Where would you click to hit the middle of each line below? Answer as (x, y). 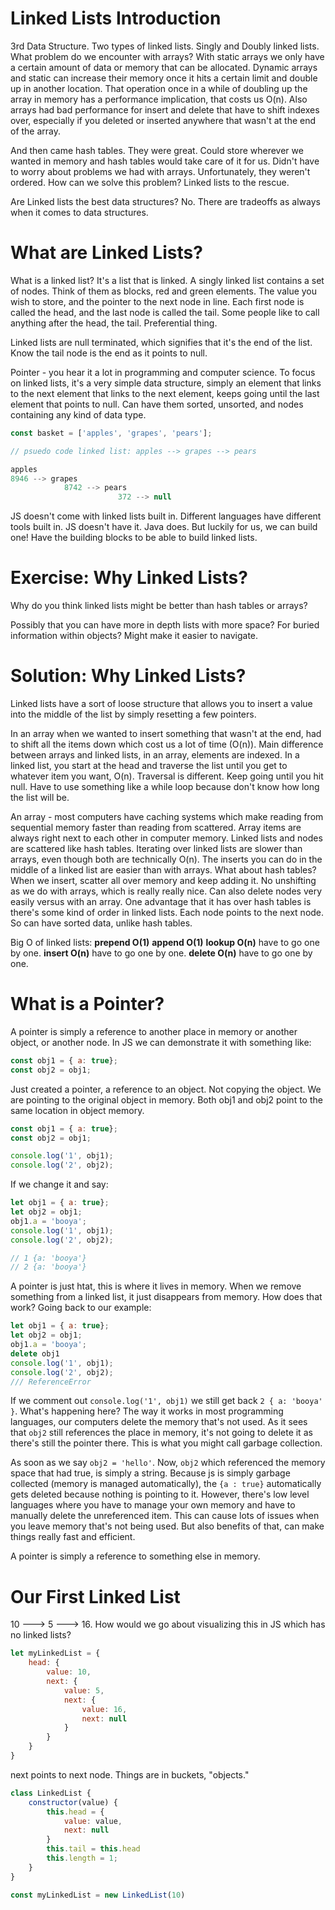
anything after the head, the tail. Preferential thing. (114, 323)
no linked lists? (41, 1635)
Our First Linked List (95, 1596)
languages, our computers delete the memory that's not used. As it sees (159, 1422)
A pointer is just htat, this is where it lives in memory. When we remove (156, 1286)
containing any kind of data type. (78, 414)
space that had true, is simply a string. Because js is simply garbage (150, 1473)
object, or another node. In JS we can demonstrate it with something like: (161, 1042)
